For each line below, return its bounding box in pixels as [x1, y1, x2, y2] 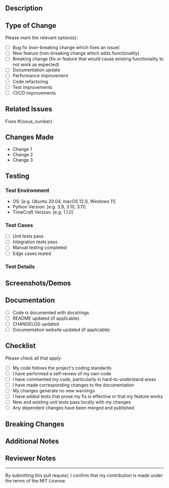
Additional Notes [5, 437, 59, 446]
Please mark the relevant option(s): [5, 35, 78, 41]
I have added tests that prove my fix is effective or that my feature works [12, 393, 163, 400]
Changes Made [5, 132, 54, 141]
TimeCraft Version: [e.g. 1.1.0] [12, 209, 74, 215]
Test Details [5, 263, 35, 270]
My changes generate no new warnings [12, 388, 95, 393]
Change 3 [12, 157, 33, 163]
